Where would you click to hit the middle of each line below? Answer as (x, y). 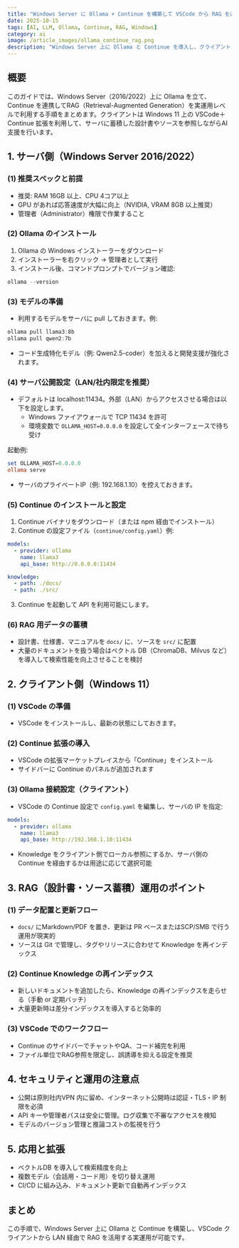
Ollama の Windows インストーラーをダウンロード (91, 250)
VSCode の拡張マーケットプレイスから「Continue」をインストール (115, 760)
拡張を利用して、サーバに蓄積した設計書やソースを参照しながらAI (131, 123)
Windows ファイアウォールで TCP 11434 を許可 (97, 417)
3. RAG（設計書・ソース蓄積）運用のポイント (107, 888)
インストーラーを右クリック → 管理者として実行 (88, 259)
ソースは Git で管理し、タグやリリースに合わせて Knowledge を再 (113, 944)
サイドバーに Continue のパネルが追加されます (86, 769)
